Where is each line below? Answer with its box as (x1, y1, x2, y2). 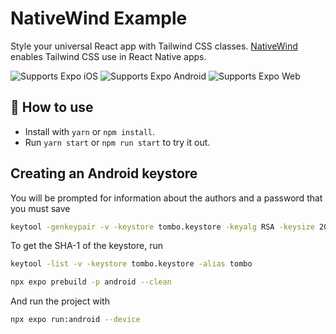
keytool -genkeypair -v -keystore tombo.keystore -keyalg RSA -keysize (10, 222, 315, 232)
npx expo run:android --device (10, 315, 141, 325)
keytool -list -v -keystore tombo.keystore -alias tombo (10, 259, 253, 269)
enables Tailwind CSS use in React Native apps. (10, 50, 207, 62)
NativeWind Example (10, 7, 188, 30)
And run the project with (10, 295, 110, 307)
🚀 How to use (10, 99, 94, 116)
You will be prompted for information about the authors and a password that (10, 192, 323, 204)
